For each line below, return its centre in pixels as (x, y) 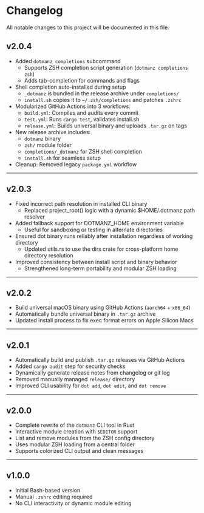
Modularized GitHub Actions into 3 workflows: (73, 106)
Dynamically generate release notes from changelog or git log (92, 373)
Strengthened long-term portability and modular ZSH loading (100, 268)
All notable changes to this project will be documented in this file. (88, 27)
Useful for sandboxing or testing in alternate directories (93, 229)
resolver (35, 217)
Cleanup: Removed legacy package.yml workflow (76, 164)
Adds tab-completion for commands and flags (82, 80)
